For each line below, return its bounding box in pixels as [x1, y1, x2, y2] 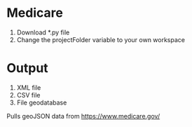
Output [6, 60, 48, 76]
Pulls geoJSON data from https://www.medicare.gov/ [6, 112, 160, 120]
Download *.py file [16, 28, 70, 36]
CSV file [16, 91, 41, 99]
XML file [16, 83, 41, 92]
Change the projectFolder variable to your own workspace [16, 35, 185, 44]
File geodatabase [16, 98, 67, 107]
